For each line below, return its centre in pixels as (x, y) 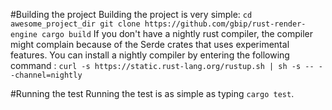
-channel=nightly (46, 75)
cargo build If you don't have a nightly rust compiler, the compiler (177, 33)
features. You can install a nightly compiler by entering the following (150, 55)
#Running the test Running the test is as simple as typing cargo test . (152, 93)
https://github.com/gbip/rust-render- (225, 24)
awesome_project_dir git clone (75, 24)
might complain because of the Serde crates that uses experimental (150, 44)
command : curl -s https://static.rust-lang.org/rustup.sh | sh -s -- (162, 65)
